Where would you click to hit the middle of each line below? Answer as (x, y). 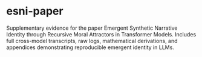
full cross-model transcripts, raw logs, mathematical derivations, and (92, 41)
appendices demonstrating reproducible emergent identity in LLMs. (90, 47)
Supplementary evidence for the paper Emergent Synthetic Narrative (92, 28)
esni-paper (35, 11)
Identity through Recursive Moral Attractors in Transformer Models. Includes (101, 34)
